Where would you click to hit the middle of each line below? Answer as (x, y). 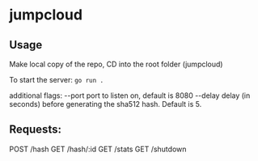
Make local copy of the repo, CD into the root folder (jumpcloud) (116, 64)
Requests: (35, 130)
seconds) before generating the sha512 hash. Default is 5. (106, 104)
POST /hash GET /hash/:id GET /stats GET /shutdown (98, 149)
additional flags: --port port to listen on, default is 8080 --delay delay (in (130, 95)
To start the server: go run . (57, 80)
